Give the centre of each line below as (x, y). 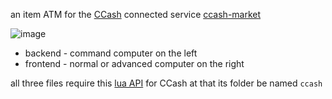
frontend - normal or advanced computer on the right (134, 63)
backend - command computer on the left (111, 53)
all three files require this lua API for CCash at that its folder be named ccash (166, 83)
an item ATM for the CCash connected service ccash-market (136, 14)
